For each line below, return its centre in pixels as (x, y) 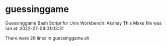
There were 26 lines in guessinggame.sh (47, 38)
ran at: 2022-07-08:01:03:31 (34, 28)
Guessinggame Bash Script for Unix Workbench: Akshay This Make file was (83, 23)
